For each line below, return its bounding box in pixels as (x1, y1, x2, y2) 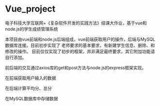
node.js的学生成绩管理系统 (5, 26, 58, 32)
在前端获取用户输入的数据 (5, 75, 56, 81)
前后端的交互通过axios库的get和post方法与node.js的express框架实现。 (5, 64, 146, 71)
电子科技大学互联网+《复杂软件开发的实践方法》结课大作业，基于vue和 (5, 20, 147, 26)
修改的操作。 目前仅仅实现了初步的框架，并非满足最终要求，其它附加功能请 (5, 48, 155, 54)
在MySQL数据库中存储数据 (5, 95, 58, 101)
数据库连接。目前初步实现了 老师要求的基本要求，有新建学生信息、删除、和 (5, 42, 155, 48)
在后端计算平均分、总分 (5, 85, 52, 91)
